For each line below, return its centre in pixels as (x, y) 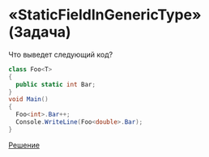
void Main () (28, 100)
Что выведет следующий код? (61, 54)
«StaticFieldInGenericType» (105, 15)
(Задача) (40, 32)
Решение (24, 145)
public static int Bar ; (55, 84)
